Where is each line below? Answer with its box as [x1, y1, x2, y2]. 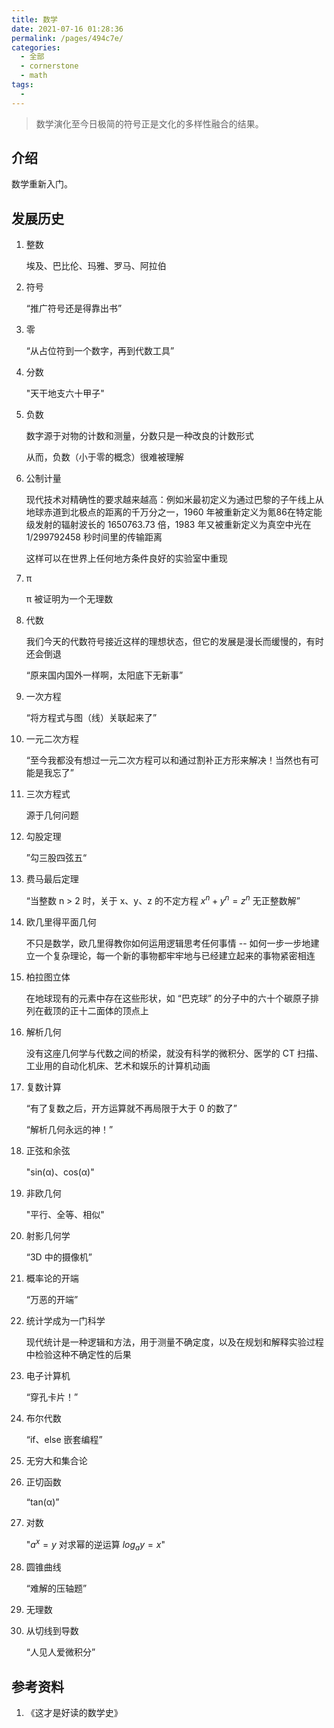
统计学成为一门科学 [25, 1314, 106, 1326]
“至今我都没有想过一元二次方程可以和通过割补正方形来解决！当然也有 [25, 754, 311, 766]
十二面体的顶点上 [78, 1004, 149, 1016]
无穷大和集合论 [25, 1454, 88, 1466]
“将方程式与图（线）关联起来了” [25, 712, 158, 724]
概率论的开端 [25, 1272, 79, 1284]
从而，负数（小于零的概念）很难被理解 [25, 451, 184, 463]
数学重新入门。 [11, 178, 73, 190]
